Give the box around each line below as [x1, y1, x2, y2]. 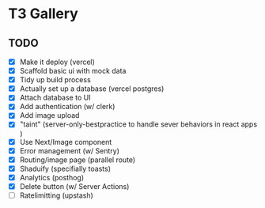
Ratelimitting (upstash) [19, 191, 93, 200]
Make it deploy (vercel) [19, 57, 95, 66]
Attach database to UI [19, 93, 91, 103]
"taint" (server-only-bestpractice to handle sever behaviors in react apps [19, 119, 258, 129]
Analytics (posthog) [19, 172, 85, 182]
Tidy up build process [19, 75, 91, 85]
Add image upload [19, 111, 80, 120]
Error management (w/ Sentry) [19, 146, 120, 155]
